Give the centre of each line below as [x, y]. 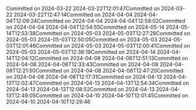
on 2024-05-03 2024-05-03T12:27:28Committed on [127, 33]
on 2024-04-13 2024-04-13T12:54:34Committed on [126, 83]
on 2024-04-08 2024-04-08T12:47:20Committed [123, 71]
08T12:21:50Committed [34, 71]
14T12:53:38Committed [34, 33]
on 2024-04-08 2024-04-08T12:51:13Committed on [125, 58]
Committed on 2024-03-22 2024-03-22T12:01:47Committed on [83, 8]
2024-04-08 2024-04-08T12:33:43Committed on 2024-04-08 [82, 64]
